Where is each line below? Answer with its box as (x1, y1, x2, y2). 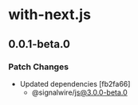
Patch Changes (8, 61, 69, 72)
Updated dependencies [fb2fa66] (19, 79, 131, 88)
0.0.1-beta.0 (8, 37, 70, 51)
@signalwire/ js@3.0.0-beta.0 (31, 87, 128, 97)
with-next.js (8, 6, 92, 24)
